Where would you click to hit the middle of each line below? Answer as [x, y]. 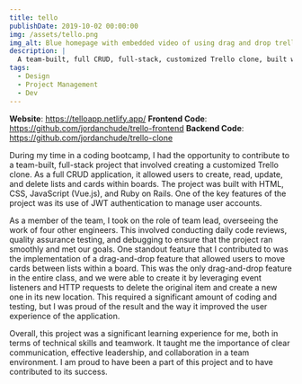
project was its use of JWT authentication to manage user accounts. [136, 202]
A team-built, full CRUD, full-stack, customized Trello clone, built [152, 59]
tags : [19, 68]
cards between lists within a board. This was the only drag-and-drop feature [151, 268]
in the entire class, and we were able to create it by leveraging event [136, 277]
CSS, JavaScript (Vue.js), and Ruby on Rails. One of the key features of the [148, 193]
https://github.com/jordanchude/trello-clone [91, 138]
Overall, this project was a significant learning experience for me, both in [144, 333]
